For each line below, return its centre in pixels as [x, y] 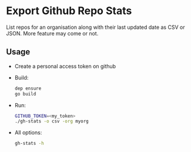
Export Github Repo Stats [69, 11]
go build [25, 94]
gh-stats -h [29, 143]
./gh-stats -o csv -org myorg [52, 121]
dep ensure [28, 88]
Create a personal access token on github [65, 66]
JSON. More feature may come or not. [52, 33]
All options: [28, 133]
